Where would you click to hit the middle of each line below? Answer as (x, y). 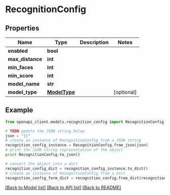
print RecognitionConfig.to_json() (43, 155)
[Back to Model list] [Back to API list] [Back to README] (63, 188)
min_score (21, 76)
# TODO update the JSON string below (45, 131)
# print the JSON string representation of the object (64, 150)
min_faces (20, 67)
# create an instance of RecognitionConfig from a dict (65, 173)
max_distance (25, 59)
